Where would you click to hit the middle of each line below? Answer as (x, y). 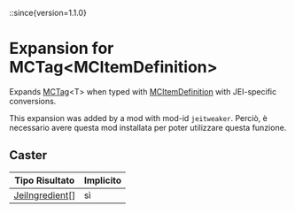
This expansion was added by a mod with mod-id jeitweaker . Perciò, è (138, 118)
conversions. (33, 101)
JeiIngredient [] (45, 195)
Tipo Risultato (45, 180)
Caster (28, 155)
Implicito (103, 180)
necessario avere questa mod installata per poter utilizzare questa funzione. (148, 127)
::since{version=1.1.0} (48, 13)
